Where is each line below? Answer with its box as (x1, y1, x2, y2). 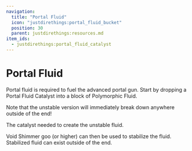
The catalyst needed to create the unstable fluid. (6, 121, 124, 128)
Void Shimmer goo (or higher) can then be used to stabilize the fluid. (6, 133, 171, 140)
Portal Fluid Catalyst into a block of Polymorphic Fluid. (6, 92, 137, 99)
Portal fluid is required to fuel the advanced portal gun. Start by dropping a (6, 86, 187, 93)
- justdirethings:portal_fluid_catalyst (11, 42, 112, 48)
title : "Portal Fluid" (11, 14, 67, 20)
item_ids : (6, 36, 31, 42)
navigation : (6, 8, 35, 15)
